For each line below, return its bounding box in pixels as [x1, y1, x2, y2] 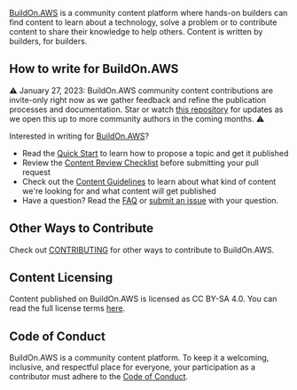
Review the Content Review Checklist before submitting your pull [21, 157, 259, 168]
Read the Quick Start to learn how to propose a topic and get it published [21, 147, 289, 158]
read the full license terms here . [9, 303, 126, 314]
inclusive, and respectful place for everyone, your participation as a [9, 362, 255, 372]
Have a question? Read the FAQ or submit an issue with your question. [21, 195, 279, 205]
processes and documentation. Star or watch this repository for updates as [9, 104, 284, 115]
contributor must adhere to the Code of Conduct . [9, 371, 189, 382]
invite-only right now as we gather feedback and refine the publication [9, 94, 267, 105]
